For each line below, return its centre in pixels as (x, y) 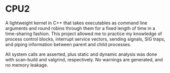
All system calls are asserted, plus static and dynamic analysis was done (81, 54)
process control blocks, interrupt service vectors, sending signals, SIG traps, (85, 39)
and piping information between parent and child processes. (68, 44)
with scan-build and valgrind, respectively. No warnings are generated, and (84, 59)
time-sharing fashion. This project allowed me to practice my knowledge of (84, 33)
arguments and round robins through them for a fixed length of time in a (80, 28)
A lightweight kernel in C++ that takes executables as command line (76, 23)
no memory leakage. (27, 65)
